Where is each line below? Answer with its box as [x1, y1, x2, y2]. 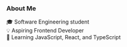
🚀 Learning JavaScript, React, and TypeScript [6, 34, 121, 41]
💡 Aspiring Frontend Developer [6, 27, 84, 34]
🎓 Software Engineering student [6, 18, 90, 25]
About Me [6, 4, 37, 13]
